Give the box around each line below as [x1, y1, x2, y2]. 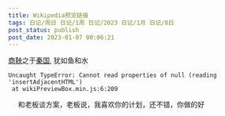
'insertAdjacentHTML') [8, 78, 83, 86]
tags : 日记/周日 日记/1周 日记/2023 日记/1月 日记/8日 [8, 19, 174, 27]
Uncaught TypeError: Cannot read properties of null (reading [8, 71, 217, 79]
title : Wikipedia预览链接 [8, 11, 89, 20]
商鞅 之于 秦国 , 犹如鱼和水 [8, 56, 88, 65]
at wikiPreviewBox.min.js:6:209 [11, 85, 118, 93]
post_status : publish [8, 26, 80, 34]
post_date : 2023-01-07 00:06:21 [8, 33, 114, 42]
